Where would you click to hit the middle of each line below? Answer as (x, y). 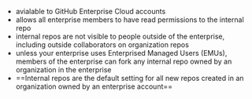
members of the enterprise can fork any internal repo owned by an (124, 61)
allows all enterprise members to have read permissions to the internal (130, 20)
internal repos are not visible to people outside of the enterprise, (120, 36)
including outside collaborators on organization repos (102, 45)
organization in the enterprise (63, 70)
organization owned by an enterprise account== (94, 86)
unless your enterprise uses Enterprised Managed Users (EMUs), (121, 53)
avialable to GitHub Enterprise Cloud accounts (91, 11)
